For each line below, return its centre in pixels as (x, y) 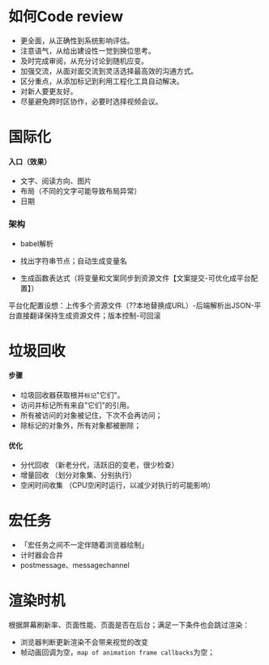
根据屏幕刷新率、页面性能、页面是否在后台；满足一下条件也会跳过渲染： (129, 625)
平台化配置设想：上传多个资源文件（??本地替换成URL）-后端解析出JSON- (131, 305)
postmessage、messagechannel (75, 565)
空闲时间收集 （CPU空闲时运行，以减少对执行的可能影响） (117, 485)
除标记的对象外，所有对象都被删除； (81, 425)
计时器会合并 (41, 555)
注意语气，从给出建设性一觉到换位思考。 (88, 50)
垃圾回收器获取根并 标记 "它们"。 (72, 395)
